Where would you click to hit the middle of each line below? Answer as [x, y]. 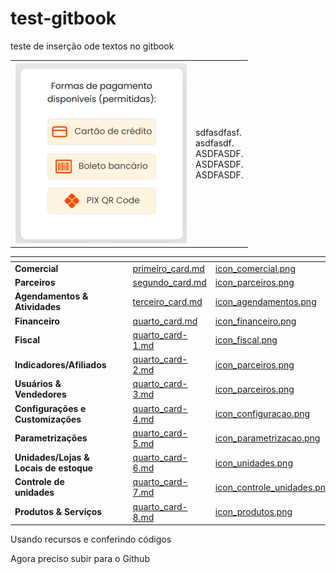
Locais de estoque [53, 468]
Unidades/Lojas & [52, 458]
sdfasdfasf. [218, 132]
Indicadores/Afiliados [60, 364]
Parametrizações [51, 438]
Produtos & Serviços [58, 512]
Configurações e [50, 408]
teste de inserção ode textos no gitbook [92, 46]
